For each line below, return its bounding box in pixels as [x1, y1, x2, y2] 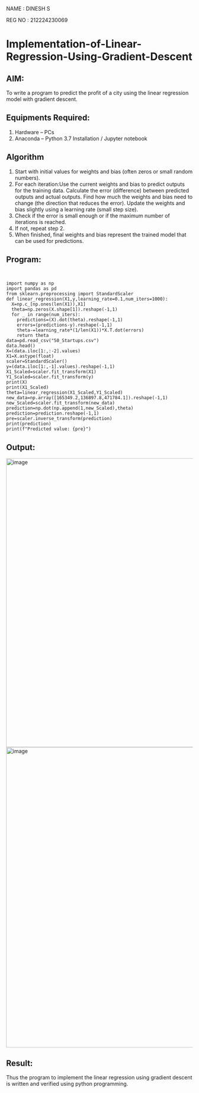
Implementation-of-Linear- [6, 37, 142, 51]
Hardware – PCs [14, 128, 54, 135]
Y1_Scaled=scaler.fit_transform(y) [6, 374, 94, 380]
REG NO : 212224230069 [6, 17, 68, 23]
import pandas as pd [6, 286, 57, 292]
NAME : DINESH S [6, 5, 50, 12]
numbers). [14, 174, 40, 181]
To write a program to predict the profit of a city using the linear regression [6, 89, 189, 96]
